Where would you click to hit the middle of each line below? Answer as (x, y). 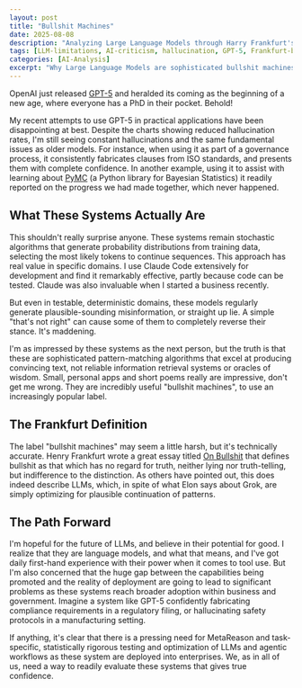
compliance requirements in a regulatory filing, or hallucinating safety (138, 611)
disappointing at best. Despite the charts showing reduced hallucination (142, 130)
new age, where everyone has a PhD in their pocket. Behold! (121, 103)
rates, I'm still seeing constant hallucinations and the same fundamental (142, 139)
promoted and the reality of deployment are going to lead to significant (140, 582)
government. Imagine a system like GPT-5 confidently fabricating (130, 601)
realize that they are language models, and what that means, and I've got (144, 553)
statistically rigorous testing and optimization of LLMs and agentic (165, 648)
